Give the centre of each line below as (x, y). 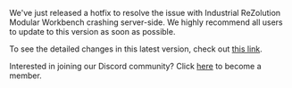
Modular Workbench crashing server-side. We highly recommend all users (146, 22)
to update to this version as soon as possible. (92, 32)
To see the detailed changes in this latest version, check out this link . (136, 49)
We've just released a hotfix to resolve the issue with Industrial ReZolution (145, 13)
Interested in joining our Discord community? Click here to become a (135, 66)
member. (25, 76)
